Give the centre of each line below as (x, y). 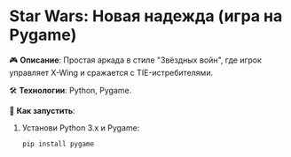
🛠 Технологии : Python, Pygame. (71, 90)
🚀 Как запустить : (42, 110)
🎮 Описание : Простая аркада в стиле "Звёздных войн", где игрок (135, 60)
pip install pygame (58, 144)
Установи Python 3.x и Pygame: (81, 127)
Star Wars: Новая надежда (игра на (146, 16)
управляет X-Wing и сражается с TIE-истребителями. (111, 72)
